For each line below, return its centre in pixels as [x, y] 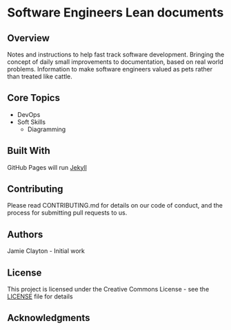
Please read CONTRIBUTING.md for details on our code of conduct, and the [115, 206]
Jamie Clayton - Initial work [46, 251]
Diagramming [47, 129]
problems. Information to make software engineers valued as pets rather [110, 69]
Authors [25, 234]
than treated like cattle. [40, 76]
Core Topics [34, 98]
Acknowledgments [49, 318]
